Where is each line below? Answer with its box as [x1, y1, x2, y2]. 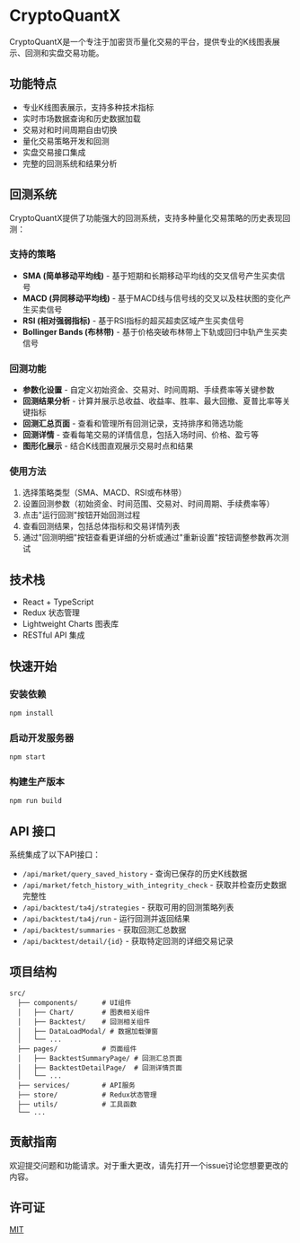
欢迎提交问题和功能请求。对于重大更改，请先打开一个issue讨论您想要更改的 [9, 1159, 289, 1170]
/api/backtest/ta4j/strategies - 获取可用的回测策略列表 [22, 902, 234, 912]
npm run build [9, 797, 63, 806]
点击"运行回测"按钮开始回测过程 [22, 509, 141, 521]
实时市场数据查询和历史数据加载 [22, 113, 141, 124]
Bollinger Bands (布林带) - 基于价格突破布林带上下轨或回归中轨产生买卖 [22, 326, 287, 337]
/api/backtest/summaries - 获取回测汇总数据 [22, 924, 187, 935]
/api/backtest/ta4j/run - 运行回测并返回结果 [22, 912, 190, 923]
